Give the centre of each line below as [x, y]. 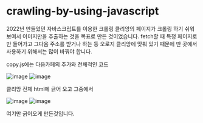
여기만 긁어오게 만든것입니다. [40, 113]
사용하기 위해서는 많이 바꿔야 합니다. [49, 51]
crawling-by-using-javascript [83, 11]
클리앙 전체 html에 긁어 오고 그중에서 [50, 88]
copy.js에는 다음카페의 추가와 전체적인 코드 [57, 64]
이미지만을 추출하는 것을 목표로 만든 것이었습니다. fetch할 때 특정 [99, 36]
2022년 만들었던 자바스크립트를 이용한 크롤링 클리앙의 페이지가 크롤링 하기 [95, 28]
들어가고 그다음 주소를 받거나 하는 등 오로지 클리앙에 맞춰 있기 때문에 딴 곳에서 [105, 44]
